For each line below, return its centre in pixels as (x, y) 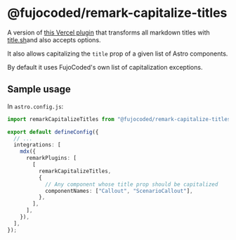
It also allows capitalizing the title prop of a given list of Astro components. (118, 53)
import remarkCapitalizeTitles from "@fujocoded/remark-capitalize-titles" (120, 119)
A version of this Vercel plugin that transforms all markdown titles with (109, 32)
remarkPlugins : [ (51, 158)
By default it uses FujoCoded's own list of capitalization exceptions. (105, 67)
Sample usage (39, 89)
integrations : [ (37, 145)
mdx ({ (28, 152)
